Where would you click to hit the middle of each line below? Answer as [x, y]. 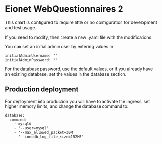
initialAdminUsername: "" [31, 55]
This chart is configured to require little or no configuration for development [81, 22]
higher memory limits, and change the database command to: [67, 106]
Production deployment [42, 90]
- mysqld [23, 124]
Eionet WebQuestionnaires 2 [64, 9]
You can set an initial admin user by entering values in [59, 46]
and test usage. [21, 27]
